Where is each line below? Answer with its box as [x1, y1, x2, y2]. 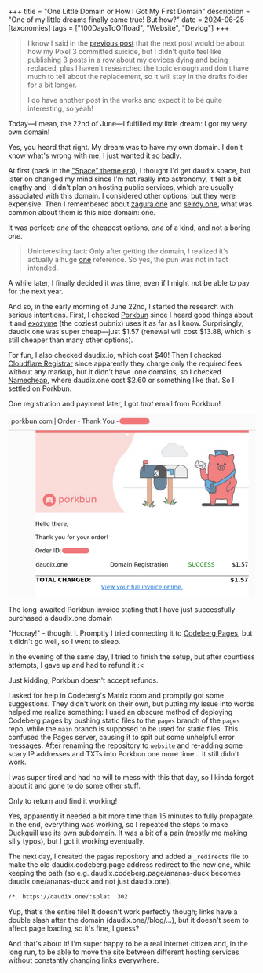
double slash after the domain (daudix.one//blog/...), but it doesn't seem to [8, 916, 249, 925]
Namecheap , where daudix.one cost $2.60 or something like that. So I [8, 376, 235, 384]
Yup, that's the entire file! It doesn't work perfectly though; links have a [8, 907, 238, 917]
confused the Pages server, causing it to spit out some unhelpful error [8, 733, 236, 742]
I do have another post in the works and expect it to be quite [27, 96, 222, 104]
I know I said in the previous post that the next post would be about [27, 38, 245, 48]
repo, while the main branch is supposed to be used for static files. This [8, 724, 239, 734]
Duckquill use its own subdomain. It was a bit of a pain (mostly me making [8, 828, 247, 838]
